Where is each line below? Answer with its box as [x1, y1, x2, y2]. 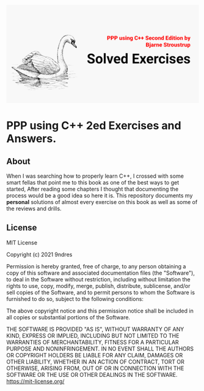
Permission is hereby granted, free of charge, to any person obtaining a [6, 262, 186, 270]
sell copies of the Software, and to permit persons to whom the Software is [6, 289, 195, 296]
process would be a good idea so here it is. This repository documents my [6, 192, 193, 199]
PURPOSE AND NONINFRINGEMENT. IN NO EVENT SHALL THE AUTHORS [6, 345, 194, 352]
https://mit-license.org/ [6, 378, 65, 385]
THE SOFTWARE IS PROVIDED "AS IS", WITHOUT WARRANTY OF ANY [6, 325, 184, 333]
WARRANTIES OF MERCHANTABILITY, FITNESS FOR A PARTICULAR [6, 338, 179, 346]
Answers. [6, 132, 57, 146]
